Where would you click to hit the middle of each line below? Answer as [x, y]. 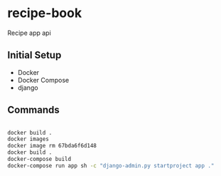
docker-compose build [39, 159]
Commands [34, 110]
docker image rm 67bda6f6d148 [52, 146]
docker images [28, 139]
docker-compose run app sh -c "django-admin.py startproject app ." [111, 165]
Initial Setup [34, 55]
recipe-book [45, 13]
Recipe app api [29, 33]
